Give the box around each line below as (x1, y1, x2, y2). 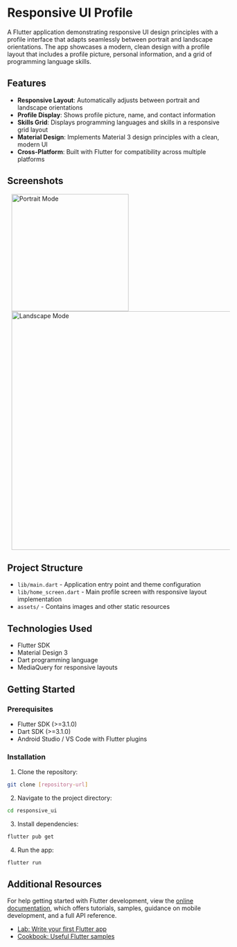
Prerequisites (7, 704, 53, 714)
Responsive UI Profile (7, 5, 133, 21)
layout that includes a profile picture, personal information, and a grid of (7, 50, 213, 58)
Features (7, 78, 46, 90)
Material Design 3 (17, 648, 68, 657)
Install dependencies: (17, 819, 79, 828)
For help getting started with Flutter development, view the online (7, 897, 194, 905)
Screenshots (7, 175, 64, 187)
